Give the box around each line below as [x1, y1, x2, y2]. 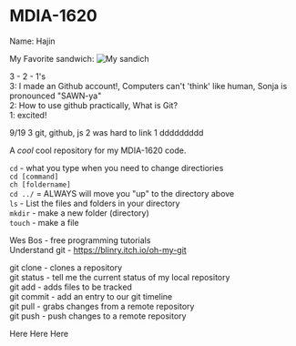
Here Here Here [9, 328, 69, 339]
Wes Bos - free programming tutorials [9, 234, 151, 246]
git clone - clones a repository [9, 261, 123, 273]
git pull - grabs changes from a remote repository [9, 300, 195, 311]
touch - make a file [9, 217, 79, 228]
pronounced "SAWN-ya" [9, 90, 102, 101]
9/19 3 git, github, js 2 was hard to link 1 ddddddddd [9, 127, 204, 137]
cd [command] [9, 172, 59, 181]
